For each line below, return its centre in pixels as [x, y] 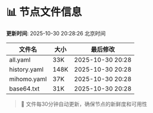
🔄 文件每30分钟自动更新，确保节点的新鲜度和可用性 [84, 104]
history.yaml [26, 69]
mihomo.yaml [28, 79]
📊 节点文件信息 [44, 12]
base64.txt [24, 88]
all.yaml [20, 60]
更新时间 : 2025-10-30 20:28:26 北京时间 [56, 33]
